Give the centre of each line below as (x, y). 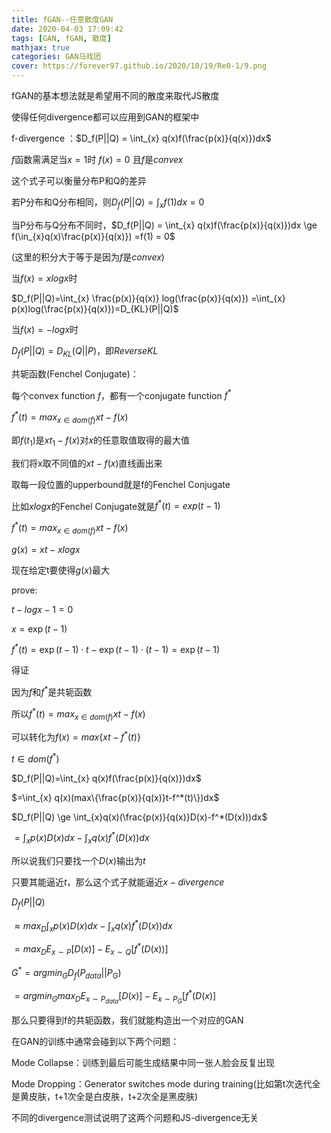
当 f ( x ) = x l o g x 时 (44, 278)
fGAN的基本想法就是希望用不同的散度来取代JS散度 (115, 95)
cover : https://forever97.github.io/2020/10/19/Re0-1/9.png (139, 66)
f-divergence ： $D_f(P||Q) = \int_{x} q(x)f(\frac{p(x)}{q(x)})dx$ (141, 138)
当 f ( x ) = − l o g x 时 (45, 329)
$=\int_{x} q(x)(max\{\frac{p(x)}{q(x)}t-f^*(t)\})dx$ (115, 797)
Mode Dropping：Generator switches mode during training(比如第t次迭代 (162, 1084)
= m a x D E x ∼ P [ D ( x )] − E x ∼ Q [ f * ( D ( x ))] (91, 949)
